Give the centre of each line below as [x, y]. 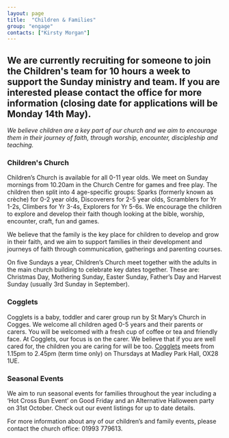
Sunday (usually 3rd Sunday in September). [68, 284]
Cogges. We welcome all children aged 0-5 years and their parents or [105, 324]
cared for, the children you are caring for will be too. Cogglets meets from [111, 346]
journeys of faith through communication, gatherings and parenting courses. [115, 249]
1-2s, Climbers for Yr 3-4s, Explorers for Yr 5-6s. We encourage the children [114, 207]
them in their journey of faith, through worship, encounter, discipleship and [112, 138]
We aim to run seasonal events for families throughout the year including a [112, 393]
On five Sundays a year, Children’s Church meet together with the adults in [112, 263]
